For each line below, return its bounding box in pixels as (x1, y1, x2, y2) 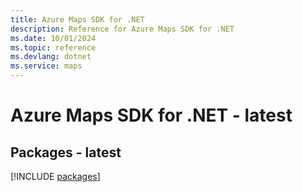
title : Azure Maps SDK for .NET (10, 14, 145, 25)
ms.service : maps (10, 61, 83, 71)
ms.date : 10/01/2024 (10, 33, 97, 43)
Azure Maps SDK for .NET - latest (10, 104, 293, 127)
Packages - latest (10, 144, 122, 161)
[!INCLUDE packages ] (10, 171, 101, 182)
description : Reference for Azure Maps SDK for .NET (10, 24, 235, 34)
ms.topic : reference (10, 42, 97, 53)
